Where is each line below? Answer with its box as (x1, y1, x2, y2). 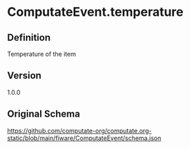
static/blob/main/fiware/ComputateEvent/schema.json (7, 134, 162, 142)
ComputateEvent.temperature (7, 4, 184, 20)
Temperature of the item (7, 50, 76, 58)
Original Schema (7, 108, 81, 120)
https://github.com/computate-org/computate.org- (7, 126, 152, 135)
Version (7, 70, 41, 81)
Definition (7, 32, 50, 43)
